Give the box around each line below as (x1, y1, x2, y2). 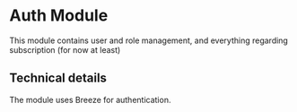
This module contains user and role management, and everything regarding (9, 35, 289, 46)
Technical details (9, 71, 108, 86)
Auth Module (9, 5, 109, 26)
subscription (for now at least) (9, 44, 121, 55)
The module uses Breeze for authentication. (9, 94, 171, 105)
